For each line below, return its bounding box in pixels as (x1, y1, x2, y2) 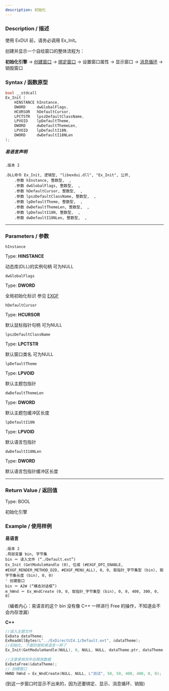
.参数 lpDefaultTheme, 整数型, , (14, 199, 83, 204)
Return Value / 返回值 (5, 487, 58, 494)
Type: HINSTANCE (5, 253, 44, 259)
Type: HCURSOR (5, 312, 40, 318)
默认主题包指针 (5, 380, 36, 387)
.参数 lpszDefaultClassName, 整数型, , (14, 194, 97, 199)
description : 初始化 (5, 7, 46, 13)
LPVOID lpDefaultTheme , (14, 119, 71, 124)
